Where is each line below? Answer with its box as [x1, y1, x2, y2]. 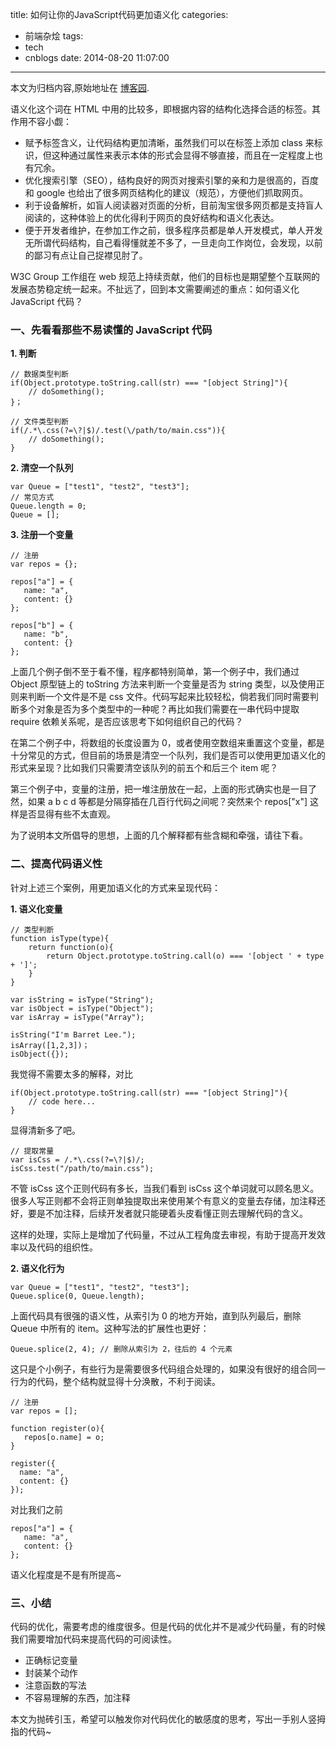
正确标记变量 [24, 1654, 78, 1666]
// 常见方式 [10, 493, 55, 503]
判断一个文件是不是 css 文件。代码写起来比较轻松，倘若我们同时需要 [27, 691, 310, 703]
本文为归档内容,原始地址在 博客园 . [10, 82, 150, 93]
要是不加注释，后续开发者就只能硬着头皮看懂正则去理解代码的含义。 [27, 1207, 308, 1219]
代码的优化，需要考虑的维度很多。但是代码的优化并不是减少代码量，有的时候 [10, 1620, 326, 1632]
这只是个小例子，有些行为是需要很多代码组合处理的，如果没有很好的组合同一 [10, 1363, 326, 1375]
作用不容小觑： [10, 116, 72, 127]
